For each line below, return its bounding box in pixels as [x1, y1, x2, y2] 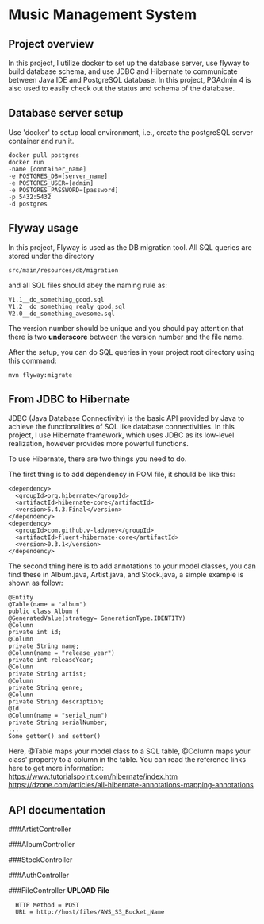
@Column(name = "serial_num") [8, 712, 109, 720]
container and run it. [8, 136, 75, 145]
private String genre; [8, 684, 83, 692]
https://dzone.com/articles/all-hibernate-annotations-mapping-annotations [8, 780, 254, 790]
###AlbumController [8, 840, 75, 849]
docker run [8, 158, 44, 166]
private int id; [8, 629, 62, 637]
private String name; [8, 642, 80, 650]
